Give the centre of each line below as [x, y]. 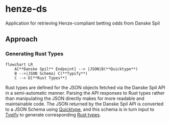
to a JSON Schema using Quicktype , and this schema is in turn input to [80, 109]
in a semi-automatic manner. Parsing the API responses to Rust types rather [85, 93]
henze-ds [26, 9]
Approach [21, 39]
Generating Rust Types [34, 54]
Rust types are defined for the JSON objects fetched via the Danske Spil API [86, 87]
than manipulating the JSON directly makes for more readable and [75, 98]
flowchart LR [19, 65]
